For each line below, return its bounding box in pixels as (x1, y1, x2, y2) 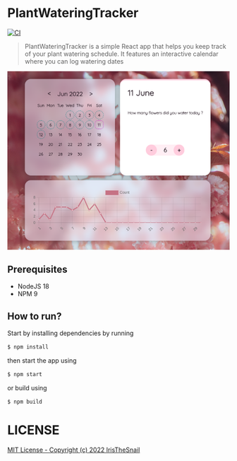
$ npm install (7, 344, 49, 351)
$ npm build (7, 398, 42, 405)
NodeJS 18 (17, 282, 49, 291)
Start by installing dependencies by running (7, 329, 134, 337)
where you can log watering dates (24, 57, 124, 65)
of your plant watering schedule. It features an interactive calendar (24, 49, 219, 58)
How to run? (7, 310, 62, 322)
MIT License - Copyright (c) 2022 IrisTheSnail (7, 445, 140, 454)
